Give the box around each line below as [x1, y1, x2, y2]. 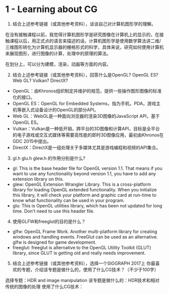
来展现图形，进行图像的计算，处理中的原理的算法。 [5, 50, 111, 56]
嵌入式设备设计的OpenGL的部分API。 [21, 107, 99, 113]
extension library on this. [12, 176, 64, 182]
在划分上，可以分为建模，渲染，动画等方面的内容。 [5, 61, 111, 67]
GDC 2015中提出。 [12, 138, 51, 144]
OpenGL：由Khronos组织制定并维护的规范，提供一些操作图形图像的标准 [12, 88, 162, 94]
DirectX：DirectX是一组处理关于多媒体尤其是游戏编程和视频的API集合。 [12, 144, 161, 151]
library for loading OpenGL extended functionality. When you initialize [12, 186, 157, 192]
